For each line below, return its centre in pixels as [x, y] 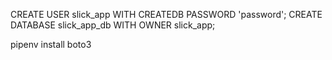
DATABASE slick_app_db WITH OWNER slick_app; [113, 25]
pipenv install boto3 [51, 44]
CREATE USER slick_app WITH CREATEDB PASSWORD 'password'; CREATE [166, 14]
